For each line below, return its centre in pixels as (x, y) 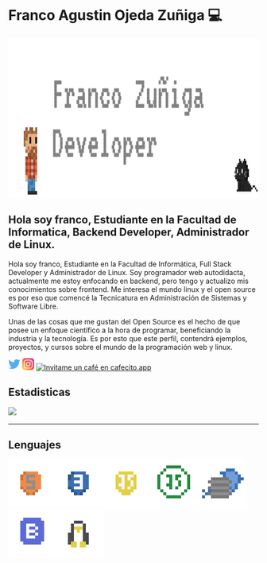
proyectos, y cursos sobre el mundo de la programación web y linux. (120, 347)
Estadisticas (40, 392)
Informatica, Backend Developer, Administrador (129, 233)
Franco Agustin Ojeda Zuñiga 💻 (115, 16)
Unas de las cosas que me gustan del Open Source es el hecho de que (124, 321)
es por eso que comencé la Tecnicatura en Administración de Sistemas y (128, 297)
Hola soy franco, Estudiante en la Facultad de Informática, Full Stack (120, 264)
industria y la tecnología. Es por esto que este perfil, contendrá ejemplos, (128, 338)
